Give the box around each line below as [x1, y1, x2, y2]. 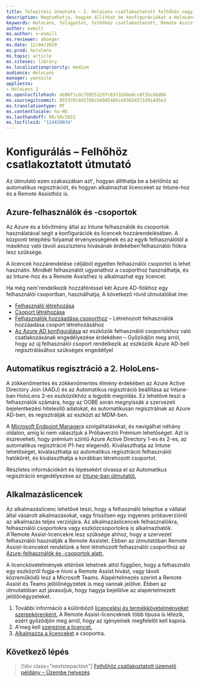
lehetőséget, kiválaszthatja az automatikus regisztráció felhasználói [6, 448, 171, 455]
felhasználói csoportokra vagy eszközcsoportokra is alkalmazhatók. [6, 524, 173, 531]
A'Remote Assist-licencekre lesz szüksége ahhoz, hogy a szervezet [6, 531, 172, 538]
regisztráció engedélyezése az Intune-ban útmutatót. [6, 472, 137, 479]
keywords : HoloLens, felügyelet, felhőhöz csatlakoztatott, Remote [6, 20, 177, 26]
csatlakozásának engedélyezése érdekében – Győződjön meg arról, [14, 334, 181, 341]
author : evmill [6, 25, 44, 32]
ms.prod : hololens [6, 48, 52, 54]
